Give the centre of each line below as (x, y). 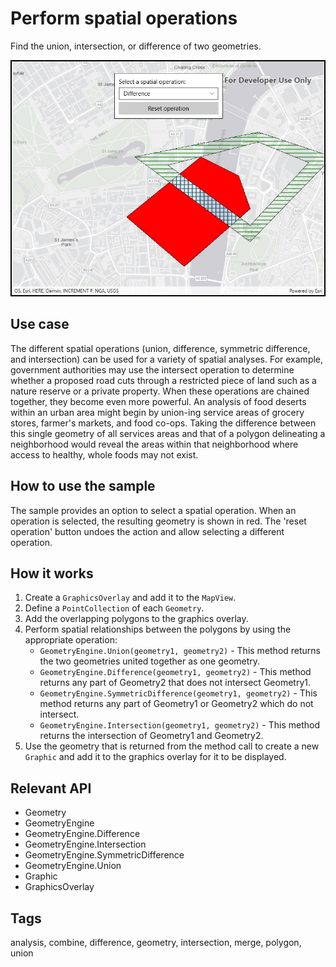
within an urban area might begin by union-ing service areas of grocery (157, 412)
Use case (40, 324)
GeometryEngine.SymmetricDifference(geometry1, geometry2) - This (178, 693)
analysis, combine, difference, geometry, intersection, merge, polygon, (156, 942)
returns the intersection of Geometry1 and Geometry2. (151, 736)
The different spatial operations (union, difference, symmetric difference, (160, 348)
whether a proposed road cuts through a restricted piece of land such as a (163, 380)
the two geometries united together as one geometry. (150, 661)
